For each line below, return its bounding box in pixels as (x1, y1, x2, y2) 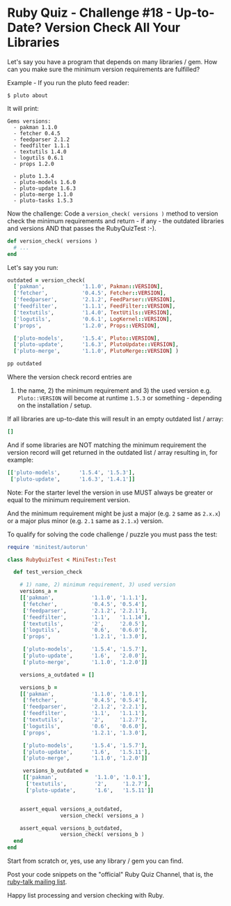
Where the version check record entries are (7, 373, 132, 382)
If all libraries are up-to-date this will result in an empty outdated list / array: (7, 415, 224, 423)
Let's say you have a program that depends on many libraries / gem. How (7, 57, 218, 66)
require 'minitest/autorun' (7, 543, 89, 550)
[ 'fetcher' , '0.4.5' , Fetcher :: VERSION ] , (13, 289, 167, 297)
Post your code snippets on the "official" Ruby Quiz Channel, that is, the (7, 870, 214, 879)
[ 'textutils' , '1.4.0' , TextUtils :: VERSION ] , (13, 309, 173, 316)
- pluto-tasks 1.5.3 (13, 197, 73, 204)
